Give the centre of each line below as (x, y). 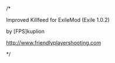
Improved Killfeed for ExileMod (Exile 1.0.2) (58, 20)
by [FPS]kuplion (26, 31)
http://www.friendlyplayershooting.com (54, 43)
